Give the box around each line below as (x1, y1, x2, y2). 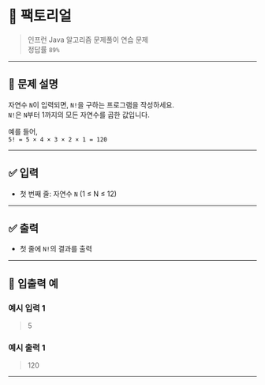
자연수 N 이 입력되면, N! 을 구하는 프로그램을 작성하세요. (8, 100, 175, 109)
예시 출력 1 (8, 342, 46, 353)
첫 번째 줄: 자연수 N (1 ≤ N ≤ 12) (19, 189, 117, 198)
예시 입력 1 (8, 302, 46, 313)
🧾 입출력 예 (8, 277, 59, 290)
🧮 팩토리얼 (8, 7, 73, 25)
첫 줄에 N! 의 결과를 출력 (19, 244, 92, 254)
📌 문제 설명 (8, 77, 59, 91)
